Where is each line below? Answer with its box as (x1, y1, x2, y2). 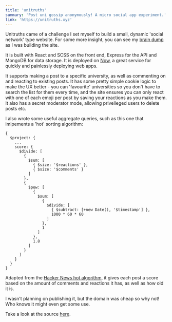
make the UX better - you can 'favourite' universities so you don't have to (5, 84, 161, 90)
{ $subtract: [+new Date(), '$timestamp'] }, (51, 207, 150, 213)
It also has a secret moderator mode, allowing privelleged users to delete (5, 100, 160, 106)
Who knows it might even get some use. (5, 301, 90, 307)
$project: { (10, 136, 36, 141)
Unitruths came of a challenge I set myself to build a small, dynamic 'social (5, 31, 163, 37)
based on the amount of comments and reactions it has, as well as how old (5, 280, 164, 287)
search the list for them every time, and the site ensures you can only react (5, 89, 164, 96)
